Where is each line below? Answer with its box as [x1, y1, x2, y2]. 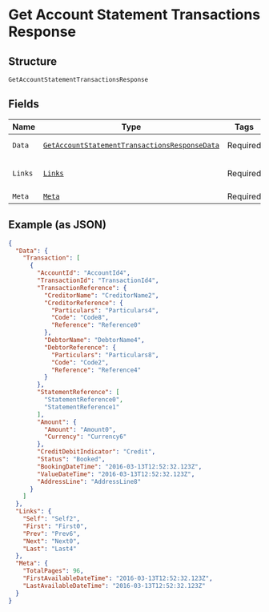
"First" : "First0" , [22, 522, 88, 530]
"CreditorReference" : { [43, 299, 124, 307]
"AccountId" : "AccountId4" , [37, 269, 130, 277]
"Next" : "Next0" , [22, 537, 81, 546]
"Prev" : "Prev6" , [22, 529, 81, 538]
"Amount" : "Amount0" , [43, 425, 116, 433]
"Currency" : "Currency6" [43, 433, 127, 441]
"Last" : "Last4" [22, 545, 78, 553]
